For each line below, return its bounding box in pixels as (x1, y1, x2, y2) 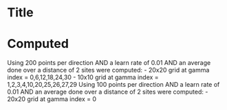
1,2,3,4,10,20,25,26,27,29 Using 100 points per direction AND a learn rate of (7, 81, 220, 89)
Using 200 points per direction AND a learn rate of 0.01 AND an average (7, 59, 211, 67)
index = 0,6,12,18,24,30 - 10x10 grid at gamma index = (7, 73, 160, 81)
